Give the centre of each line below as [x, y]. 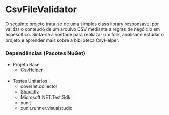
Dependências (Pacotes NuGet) [45, 53]
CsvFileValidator [41, 9]
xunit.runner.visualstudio [46, 108]
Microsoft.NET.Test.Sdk [45, 97]
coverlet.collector [39, 86]
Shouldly [30, 92]
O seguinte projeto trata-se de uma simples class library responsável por [82, 24]
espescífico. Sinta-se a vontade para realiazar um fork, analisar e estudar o [85, 34]
